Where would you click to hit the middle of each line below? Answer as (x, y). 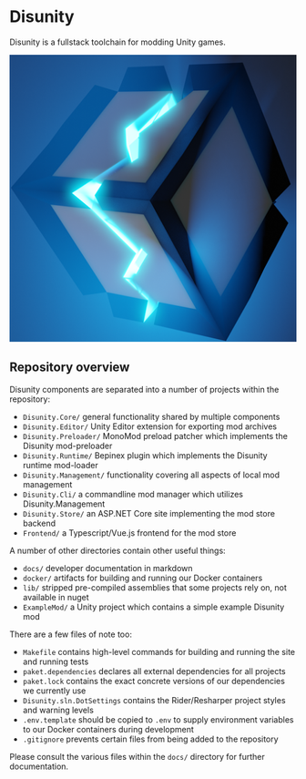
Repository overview (70, 368)
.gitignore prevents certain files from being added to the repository (151, 739)
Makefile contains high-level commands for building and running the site (159, 651)
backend (39, 523)
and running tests (56, 661)
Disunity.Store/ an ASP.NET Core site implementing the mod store (149, 513)
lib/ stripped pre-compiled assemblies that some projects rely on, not (154, 587)
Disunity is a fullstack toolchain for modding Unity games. (117, 42)
